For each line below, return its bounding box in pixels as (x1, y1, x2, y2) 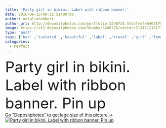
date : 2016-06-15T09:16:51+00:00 (5, 12, 74, 17)
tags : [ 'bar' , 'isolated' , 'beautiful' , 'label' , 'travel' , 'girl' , (5, 35, 152, 40)
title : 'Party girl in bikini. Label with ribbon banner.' (5, 7, 129, 12)
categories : (5, 39, 30, 44)
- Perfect (9, 44, 30, 49)
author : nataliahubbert (5, 16, 54, 21)
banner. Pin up (5, 94, 106, 112)
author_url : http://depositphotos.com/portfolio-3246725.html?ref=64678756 (5, 21, 165, 26)
